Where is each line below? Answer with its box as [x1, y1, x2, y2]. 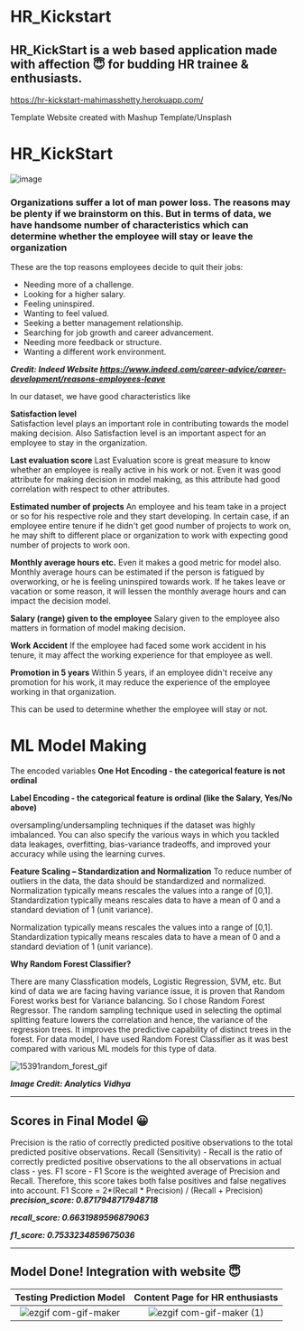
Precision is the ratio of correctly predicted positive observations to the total [10, 1137, 293, 1148]
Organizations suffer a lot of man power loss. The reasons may [10, 196, 291, 209]
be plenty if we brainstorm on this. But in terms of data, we [10, 207, 272, 220]
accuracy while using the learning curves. [10, 848, 166, 859]
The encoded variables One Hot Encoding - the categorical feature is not [10, 765, 286, 776]
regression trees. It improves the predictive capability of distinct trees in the [10, 1024, 291, 1036]
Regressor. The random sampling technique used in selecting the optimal [10, 1005, 282, 1016]
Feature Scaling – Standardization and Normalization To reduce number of [10, 866, 292, 877]
